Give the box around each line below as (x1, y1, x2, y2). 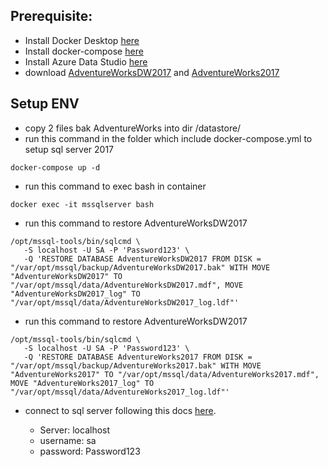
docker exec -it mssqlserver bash (10, 199, 155, 209)
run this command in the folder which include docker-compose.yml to (24, 132, 313, 144)
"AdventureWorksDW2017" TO (10, 271, 123, 281)
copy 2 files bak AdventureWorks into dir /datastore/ (24, 122, 242, 134)
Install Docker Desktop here (24, 34, 140, 46)
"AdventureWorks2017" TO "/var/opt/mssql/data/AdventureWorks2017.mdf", (10, 369, 320, 379)
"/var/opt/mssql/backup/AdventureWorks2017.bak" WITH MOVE (10, 360, 262, 371)
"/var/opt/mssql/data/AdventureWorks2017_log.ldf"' (10, 387, 230, 397)
